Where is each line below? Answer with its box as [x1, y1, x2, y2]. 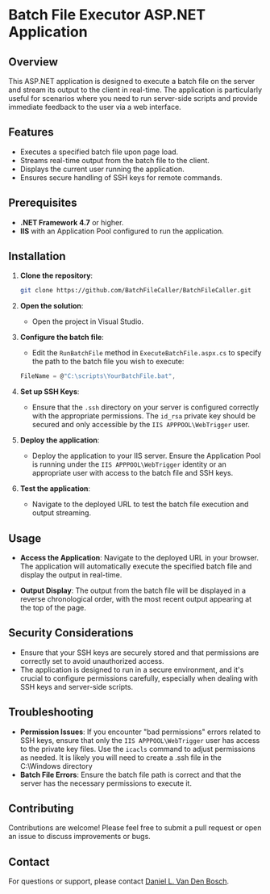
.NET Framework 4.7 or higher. [19, 217, 124, 227]
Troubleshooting [8, 705, 94, 720]
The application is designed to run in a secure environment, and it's [19, 665, 244, 674]
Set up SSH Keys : [19, 387, 80, 397]
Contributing [8, 802, 74, 816]
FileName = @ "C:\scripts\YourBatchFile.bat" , [19, 372, 176, 380]
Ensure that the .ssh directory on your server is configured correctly [31, 402, 260, 413]
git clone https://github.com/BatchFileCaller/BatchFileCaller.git [19, 287, 251, 295]
